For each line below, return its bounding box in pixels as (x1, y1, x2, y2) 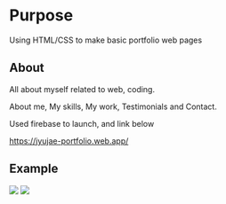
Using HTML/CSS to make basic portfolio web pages (9, 35, 203, 45)
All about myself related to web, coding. (9, 83, 156, 94)
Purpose (9, 5, 74, 26)
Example (9, 161, 59, 177)
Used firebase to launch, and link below (9, 118, 155, 129)
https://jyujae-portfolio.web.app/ (9, 135, 129, 146)
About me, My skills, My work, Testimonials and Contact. (9, 101, 218, 112)
